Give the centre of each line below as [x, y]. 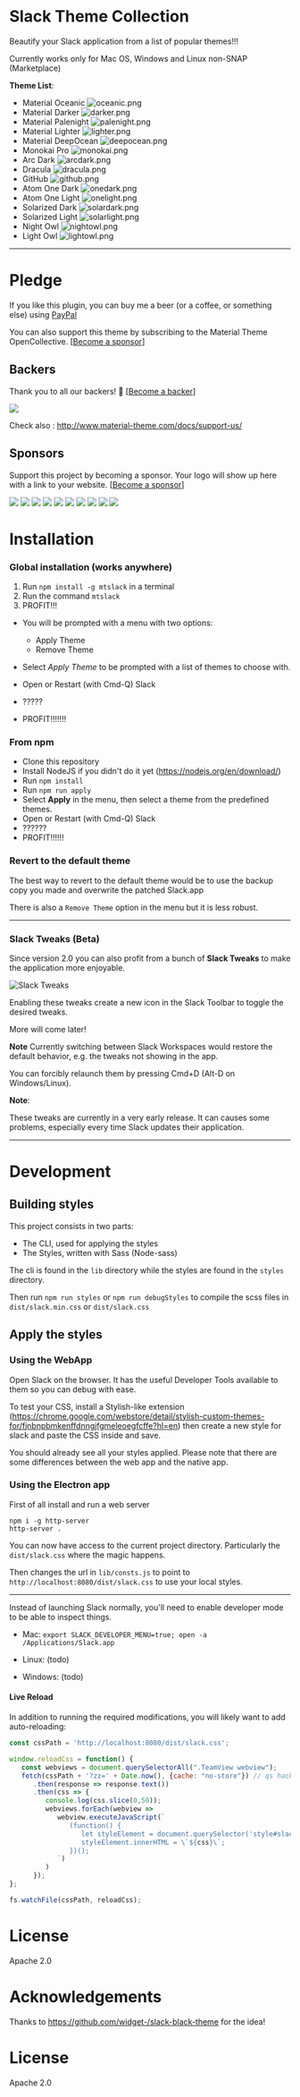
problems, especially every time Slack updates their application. [127, 1127]
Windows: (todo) [53, 1677]
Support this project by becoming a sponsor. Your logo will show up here [143, 475]
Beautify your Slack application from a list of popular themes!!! [124, 41]
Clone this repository [61, 761]
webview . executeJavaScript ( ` [111, 1818]
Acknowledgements [86, 1996]
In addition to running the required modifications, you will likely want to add [147, 1717]
